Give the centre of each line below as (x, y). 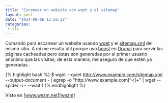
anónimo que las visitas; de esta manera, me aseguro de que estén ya (79, 59)
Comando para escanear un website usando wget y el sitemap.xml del (79, 43)
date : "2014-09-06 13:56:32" (36, 19)
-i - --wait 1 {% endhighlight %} (53, 85)
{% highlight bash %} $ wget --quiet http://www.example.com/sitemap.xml (84, 75)
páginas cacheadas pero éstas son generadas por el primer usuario (76, 54)
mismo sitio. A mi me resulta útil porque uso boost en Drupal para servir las (84, 49)
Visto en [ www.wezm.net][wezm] (40, 95)
